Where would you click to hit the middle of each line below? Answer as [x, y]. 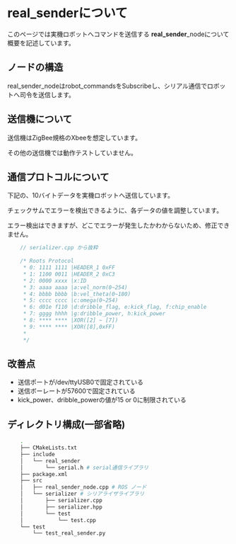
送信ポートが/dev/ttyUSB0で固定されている [80, 382]
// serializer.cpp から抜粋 [59, 248]
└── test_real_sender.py [69, 533]
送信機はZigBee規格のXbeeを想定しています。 [74, 137]
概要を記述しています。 [41, 42]
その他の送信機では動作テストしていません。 [72, 152]
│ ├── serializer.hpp [61, 507]
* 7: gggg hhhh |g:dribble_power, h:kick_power [94, 314]
